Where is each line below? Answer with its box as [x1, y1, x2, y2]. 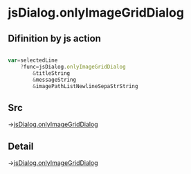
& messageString [33, 76, 77, 83]
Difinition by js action [8, 33, 101, 44]
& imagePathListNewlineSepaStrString [33, 82, 138, 89]
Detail [8, 140, 34, 152]
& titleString [33, 69, 71, 77]
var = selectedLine [8, 57, 58, 64]
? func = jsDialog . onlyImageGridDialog [20, 63, 127, 70]
